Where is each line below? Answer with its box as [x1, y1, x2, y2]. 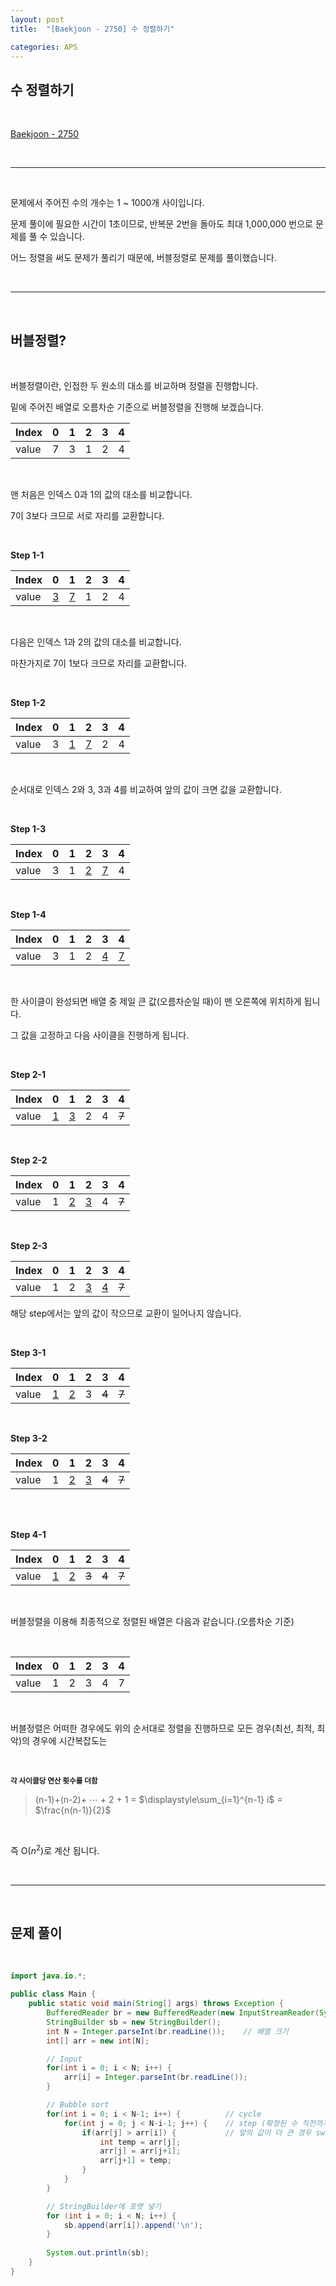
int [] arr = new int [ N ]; [46, 2036, 150, 2046]
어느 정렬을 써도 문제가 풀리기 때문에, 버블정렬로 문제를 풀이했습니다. [10, 252, 277, 264]
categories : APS [10, 42, 78, 52]
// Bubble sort [46, 2100, 110, 2110]
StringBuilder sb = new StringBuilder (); [46, 2017, 222, 2027]
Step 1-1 [10, 549, 45, 561]
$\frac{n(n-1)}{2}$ [34, 1804, 112, 1816]
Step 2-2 [10, 1154, 48, 1166]
